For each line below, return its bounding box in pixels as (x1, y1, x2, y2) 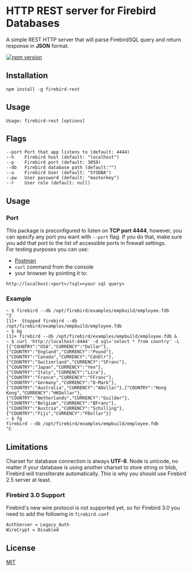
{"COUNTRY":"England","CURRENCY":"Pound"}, (6, 349, 114, 355)
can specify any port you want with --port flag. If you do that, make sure (6, 233, 182, 240)
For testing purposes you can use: (6, 246, 89, 253)
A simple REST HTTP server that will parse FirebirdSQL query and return (6, 36, 181, 43)
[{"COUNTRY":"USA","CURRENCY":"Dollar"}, (6, 344, 109, 350)
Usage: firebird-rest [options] (6, 117, 85, 124)
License (6, 543, 36, 553)
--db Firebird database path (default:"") (6, 164, 117, 171)
